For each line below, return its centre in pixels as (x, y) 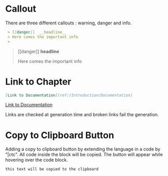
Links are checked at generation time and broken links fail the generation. (82, 115)
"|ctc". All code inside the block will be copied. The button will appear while (84, 155)
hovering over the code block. (37, 160)
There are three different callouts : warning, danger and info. (69, 23)
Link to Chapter (38, 81)
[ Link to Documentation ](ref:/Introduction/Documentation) (69, 95)
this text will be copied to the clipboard (52, 169)
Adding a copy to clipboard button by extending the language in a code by (83, 149)
